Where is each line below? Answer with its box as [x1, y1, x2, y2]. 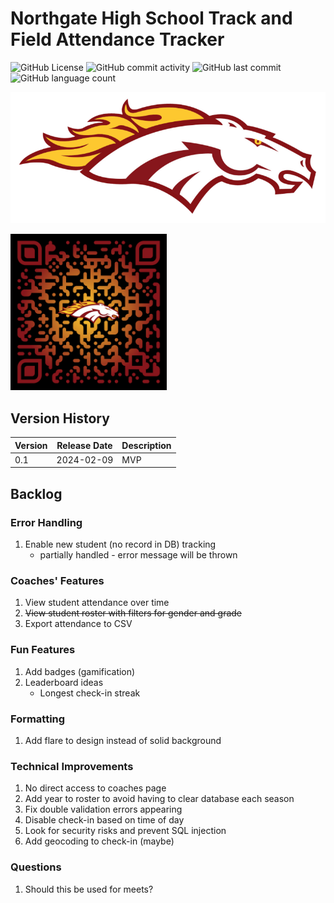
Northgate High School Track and [10, 7, 293, 30]
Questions [10, 860, 62, 874]
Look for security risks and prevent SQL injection [24, 825, 227, 837]
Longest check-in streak [39, 687, 141, 699]
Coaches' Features [10, 574, 105, 588]
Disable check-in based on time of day [24, 814, 185, 826]
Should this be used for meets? [24, 883, 154, 895]
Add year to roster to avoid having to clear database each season [24, 793, 295, 805]
